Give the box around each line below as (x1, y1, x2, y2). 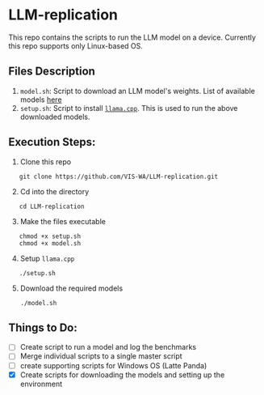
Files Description (8, 65, 95, 79)
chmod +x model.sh (19, 239, 82, 248)
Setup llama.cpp (19, 253, 75, 263)
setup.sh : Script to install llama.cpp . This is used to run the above (19, 103, 238, 113)
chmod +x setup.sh (19, 232, 82, 240)
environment (19, 379, 63, 389)
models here (19, 95, 62, 104)
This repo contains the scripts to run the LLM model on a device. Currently (8, 32, 257, 42)
